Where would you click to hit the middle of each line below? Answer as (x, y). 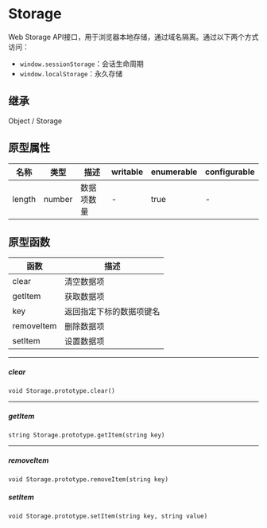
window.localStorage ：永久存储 (71, 73)
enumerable (174, 172)
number (58, 199)
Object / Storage (35, 121)
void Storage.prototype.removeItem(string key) (89, 479)
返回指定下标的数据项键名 (112, 312)
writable (127, 172)
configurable (230, 172)
